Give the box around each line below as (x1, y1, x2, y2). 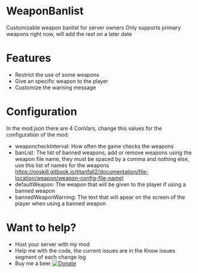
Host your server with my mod (14, 241, 90, 248)
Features (6, 51, 51, 65)
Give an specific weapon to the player (14, 77, 109, 84)
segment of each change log (14, 253, 86, 260)
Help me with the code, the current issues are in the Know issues (14, 247, 175, 254)
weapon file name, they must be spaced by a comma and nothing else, (14, 155, 190, 162)
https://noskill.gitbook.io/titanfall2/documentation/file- (14, 168, 149, 175)
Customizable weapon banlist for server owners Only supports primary (6, 24, 181, 31)
